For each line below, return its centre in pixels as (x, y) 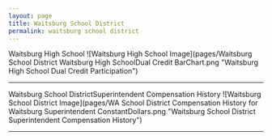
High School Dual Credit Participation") (73, 71)
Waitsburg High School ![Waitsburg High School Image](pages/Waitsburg (130, 54)
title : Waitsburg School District (67, 23)
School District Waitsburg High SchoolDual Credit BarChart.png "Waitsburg (134, 62)
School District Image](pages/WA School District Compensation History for (133, 103)
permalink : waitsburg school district (74, 31)
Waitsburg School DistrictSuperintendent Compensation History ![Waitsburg (135, 95)
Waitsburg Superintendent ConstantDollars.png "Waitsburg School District (132, 112)
